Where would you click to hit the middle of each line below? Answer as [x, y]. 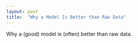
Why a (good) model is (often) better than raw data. [69, 34]
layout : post [22, 11]
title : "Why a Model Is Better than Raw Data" [66, 17]
